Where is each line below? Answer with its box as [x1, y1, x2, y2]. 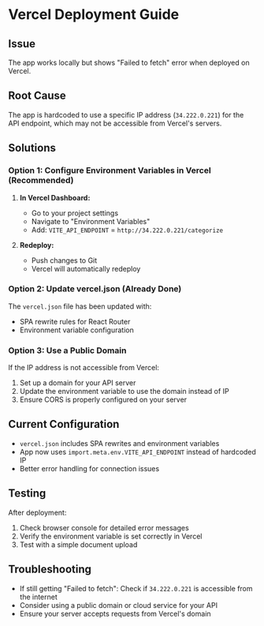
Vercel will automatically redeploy [31, 264, 141, 273]
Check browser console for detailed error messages [19, 523, 189, 532]
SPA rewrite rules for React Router [19, 317, 131, 326]
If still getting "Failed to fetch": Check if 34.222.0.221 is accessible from [19, 583, 254, 593]
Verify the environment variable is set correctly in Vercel [19, 531, 203, 541]
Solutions [8, 141, 57, 155]
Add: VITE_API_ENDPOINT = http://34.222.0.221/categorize [31, 225, 223, 234]
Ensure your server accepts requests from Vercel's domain [19, 609, 211, 618]
